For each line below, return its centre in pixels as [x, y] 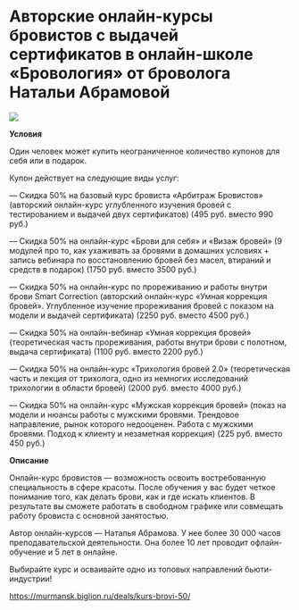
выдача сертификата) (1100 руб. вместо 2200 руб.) [106, 351]
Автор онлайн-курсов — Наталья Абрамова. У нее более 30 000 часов [145, 532]
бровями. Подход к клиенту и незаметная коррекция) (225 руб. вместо [146, 433]
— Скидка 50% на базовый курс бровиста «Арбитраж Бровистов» [136, 195]
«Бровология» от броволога [120, 74]
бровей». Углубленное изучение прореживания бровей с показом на [141, 305]
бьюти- [258, 569]
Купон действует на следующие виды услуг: [94, 178]
